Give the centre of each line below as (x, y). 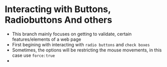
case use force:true (33, 55)
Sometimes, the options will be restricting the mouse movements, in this (87, 50)
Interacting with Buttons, (58, 9)
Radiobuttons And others (59, 20)
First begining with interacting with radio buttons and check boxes (81, 44)
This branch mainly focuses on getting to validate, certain (72, 34)
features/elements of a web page (46, 39)
